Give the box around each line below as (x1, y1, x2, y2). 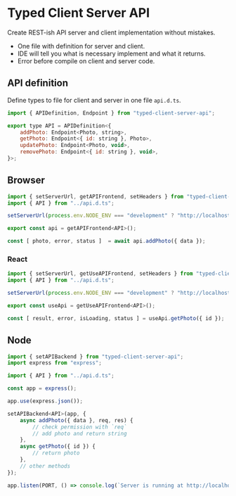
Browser (7, 174, 46, 186)
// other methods (20, 462, 71, 469)
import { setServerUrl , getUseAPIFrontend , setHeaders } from (7, 270, 193, 277)
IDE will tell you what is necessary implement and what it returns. (17, 49, 206, 58)
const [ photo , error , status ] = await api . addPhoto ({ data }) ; (7, 238, 206, 245)
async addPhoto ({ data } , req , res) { (20, 416, 133, 424)
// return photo (32, 450, 80, 457)
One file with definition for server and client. (17, 42, 145, 50)
